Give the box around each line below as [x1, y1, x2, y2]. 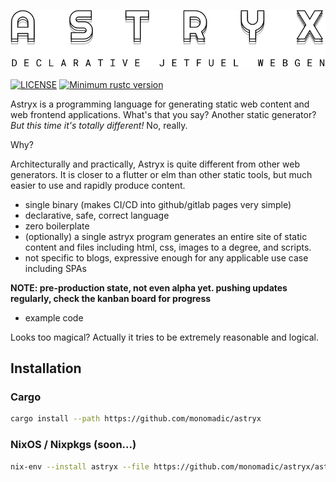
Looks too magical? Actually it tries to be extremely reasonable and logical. [10, 331, 319, 343]
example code [24, 311, 84, 324]
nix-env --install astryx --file [10, 461, 150, 472]
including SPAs [24, 262, 87, 274]
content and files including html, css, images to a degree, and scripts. [24, 241, 312, 253]
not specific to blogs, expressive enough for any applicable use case [24, 251, 309, 264]
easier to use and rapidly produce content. [10, 179, 186, 191]
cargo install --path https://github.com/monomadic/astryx [10, 414, 262, 424]
